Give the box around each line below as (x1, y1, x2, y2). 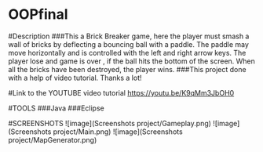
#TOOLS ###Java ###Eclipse (8, 103, 104, 113)
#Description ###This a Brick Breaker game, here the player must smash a (8, 31, 250, 41)
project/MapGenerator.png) (8, 135, 97, 144)
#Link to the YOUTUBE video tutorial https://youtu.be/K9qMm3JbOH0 (8, 88, 235, 97)
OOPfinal (8, 5, 68, 24)
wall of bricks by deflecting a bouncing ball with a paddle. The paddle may (8, 39, 250, 49)
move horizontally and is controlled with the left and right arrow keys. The (8, 48, 247, 57)
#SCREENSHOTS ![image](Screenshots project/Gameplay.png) (8, 118, 212, 128)
